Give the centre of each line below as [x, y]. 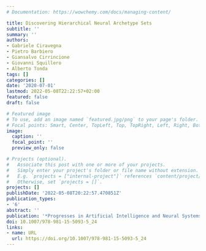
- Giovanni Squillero [34, 63]
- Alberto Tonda [27, 69]
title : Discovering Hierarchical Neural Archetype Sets [79, 23]
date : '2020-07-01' [31, 86]
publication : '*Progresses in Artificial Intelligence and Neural [93, 216]
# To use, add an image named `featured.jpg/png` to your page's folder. [103, 119]
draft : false [23, 103]
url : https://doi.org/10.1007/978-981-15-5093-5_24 [79, 239]
